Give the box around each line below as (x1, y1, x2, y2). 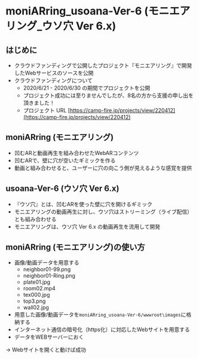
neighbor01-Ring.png (23, 272, 76, 279)
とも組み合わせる (14, 215, 57, 223)
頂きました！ (23, 99, 55, 107)
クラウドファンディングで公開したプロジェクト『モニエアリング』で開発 (14, 62, 192, 69)
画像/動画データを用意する (14, 259, 79, 266)
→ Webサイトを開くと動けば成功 (5, 346, 87, 354)
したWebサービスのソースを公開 (14, 69, 94, 77)
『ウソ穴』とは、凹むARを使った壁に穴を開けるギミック (14, 200, 153, 208)
